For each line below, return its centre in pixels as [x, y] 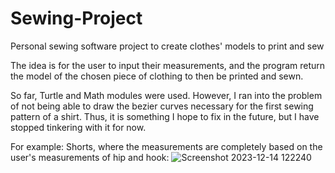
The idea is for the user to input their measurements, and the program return [168, 65]
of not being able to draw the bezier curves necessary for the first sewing [162, 106]
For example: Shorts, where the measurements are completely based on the [166, 146]
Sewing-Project [76, 18]
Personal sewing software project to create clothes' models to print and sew [167, 46]
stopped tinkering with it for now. [78, 127]
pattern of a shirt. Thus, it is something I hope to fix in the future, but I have [165, 116]
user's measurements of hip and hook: [90, 157]
